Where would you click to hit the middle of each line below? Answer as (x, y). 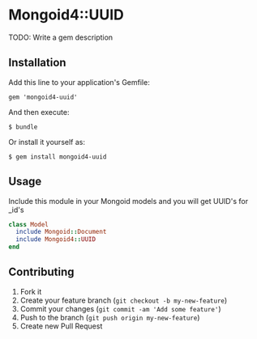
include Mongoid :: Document (61, 232)
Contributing (41, 272)
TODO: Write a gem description (61, 37)
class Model (28, 224)
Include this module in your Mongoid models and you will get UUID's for (128, 201)
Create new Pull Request (61, 326)
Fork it (31, 291)
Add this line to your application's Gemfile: (79, 82)
